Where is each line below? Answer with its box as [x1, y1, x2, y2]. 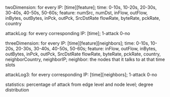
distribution [5, 87, 29, 93]
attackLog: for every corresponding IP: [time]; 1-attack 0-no [5, 30, 130, 36]
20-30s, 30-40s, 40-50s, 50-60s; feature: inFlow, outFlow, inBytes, [15, 46, 157, 51]
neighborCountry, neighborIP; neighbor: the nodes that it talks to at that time [5, 56, 165, 62]
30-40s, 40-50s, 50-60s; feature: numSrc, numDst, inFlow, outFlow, [5, 10, 148, 16]
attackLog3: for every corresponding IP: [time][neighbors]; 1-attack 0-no [5, 72, 157, 78]
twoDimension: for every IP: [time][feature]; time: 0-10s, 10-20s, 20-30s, [5, 5, 157, 10]
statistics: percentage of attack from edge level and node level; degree [5, 81, 153, 87]
